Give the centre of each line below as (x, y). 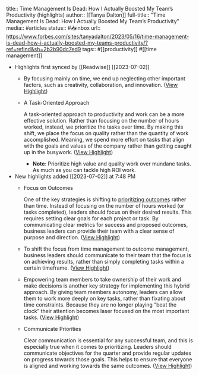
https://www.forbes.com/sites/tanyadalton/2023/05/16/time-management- (98, 36)
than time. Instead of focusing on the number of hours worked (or (104, 206)
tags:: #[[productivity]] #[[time (120, 49)
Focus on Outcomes (48, 188)
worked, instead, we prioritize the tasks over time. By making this (103, 127)
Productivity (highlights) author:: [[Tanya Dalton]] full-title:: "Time (86, 15)
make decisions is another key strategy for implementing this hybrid (107, 286)
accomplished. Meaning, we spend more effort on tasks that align (104, 140)
